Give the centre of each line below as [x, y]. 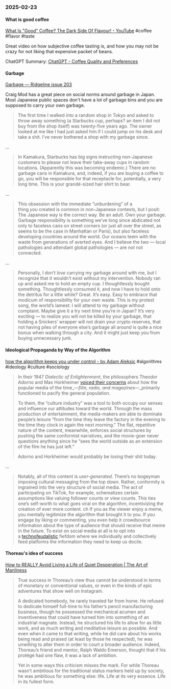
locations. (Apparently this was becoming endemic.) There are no [87, 168]
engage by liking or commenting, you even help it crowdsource [84, 520]
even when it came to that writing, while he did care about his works [90, 633]
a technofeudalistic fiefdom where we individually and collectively [87, 536]
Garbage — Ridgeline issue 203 [39, 85]
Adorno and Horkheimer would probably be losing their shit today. [87, 456]
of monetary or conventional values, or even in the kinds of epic [85, 586]
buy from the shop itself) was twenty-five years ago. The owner [85, 126]
